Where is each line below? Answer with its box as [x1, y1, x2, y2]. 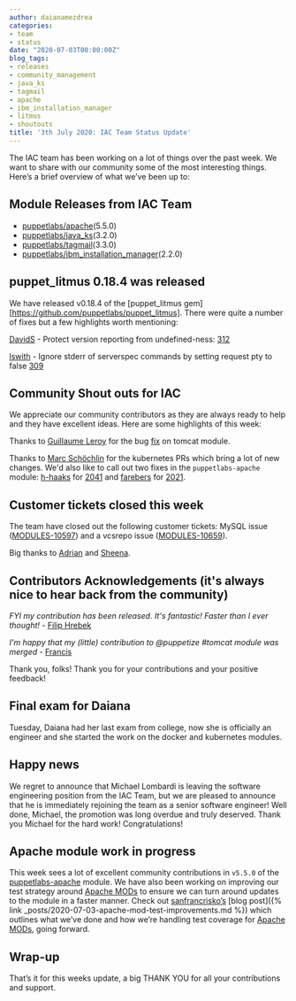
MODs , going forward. [9, 924, 90, 935]
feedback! [9, 673, 46, 683]
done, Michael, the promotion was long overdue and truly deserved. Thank [9, 809, 281, 820]
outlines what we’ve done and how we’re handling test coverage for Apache [9, 914, 285, 925]
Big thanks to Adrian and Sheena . [9, 548, 131, 558]
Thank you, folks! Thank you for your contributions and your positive [9, 663, 259, 674]
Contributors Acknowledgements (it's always [9, 573, 265, 589]
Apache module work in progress [9, 843, 196, 859]
